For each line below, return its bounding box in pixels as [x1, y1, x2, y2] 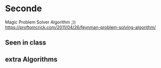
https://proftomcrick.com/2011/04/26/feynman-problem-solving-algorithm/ [5, 24, 156, 30]
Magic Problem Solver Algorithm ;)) [5, 19, 76, 25]
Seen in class [5, 39, 46, 47]
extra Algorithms [5, 55, 58, 64]
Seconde [5, 3, 42, 14]
